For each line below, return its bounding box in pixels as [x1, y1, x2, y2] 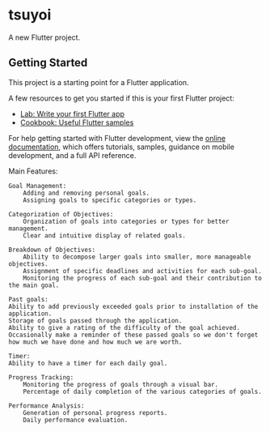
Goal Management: [8, 182, 67, 190]
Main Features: [8, 166, 58, 176]
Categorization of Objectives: [8, 210, 114, 218]
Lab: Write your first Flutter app [19, 109, 125, 118]
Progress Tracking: [8, 373, 74, 382]
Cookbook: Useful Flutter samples [19, 118, 134, 127]
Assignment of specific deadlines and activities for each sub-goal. [23, 267, 263, 275]
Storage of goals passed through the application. [8, 316, 183, 325]
